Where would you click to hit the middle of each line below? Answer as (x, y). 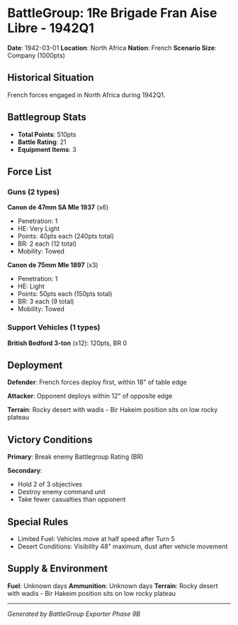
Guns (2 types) (34, 192)
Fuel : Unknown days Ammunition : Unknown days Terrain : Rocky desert (113, 586)
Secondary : (25, 471)
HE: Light (31, 286)
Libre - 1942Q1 (51, 28)
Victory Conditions (50, 439)
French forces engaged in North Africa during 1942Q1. (86, 94)
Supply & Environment (58, 569)
